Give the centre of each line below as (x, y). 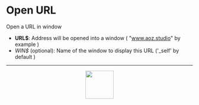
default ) (25, 57)
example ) (27, 44)
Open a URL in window (34, 27)
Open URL (31, 10)
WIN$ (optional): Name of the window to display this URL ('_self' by (97, 50)
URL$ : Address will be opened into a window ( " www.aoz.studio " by (97, 38)
